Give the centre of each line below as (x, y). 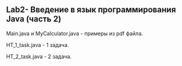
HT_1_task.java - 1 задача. (38, 45)
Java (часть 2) (34, 19)
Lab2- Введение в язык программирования (91, 10)
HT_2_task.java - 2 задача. (39, 56)
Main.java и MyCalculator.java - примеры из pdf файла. (75, 33)
